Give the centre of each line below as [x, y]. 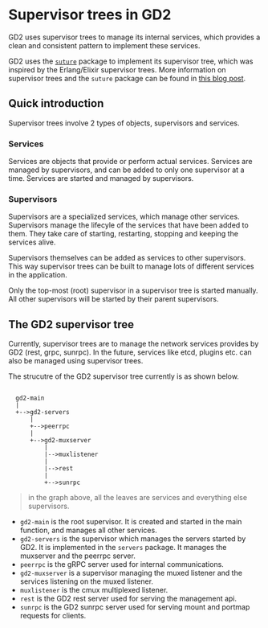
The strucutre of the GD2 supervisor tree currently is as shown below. [124, 376]
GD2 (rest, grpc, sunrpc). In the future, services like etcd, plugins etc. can [130, 352]
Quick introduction [56, 103]
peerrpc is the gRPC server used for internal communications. [122, 564]
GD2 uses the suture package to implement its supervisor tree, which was [131, 61]
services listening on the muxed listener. [87, 581]
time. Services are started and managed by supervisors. [101, 179]
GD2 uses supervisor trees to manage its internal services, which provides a [134, 37]
